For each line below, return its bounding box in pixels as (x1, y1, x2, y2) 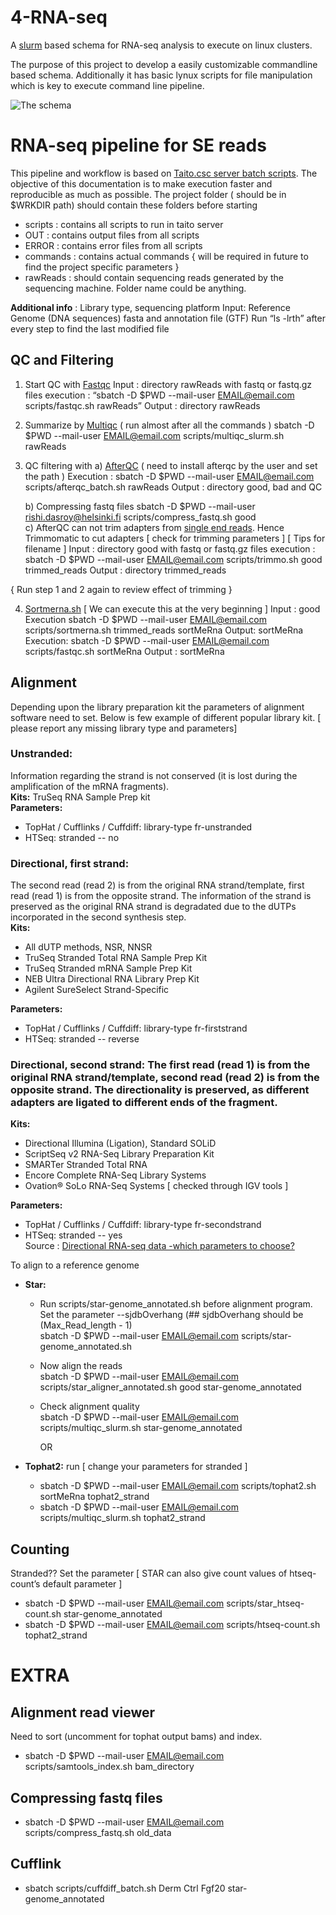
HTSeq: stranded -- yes (24, 1229, 123, 1241)
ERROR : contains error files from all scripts (24, 239, 203, 251)
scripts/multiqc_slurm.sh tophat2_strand (39, 1512, 206, 1524)
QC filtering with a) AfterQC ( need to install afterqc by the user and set (24, 459, 318, 471)
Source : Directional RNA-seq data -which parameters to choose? (24, 1240, 295, 1252)
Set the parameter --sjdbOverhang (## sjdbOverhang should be (39, 1309, 304, 1321)
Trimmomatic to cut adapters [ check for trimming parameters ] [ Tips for (24, 532, 326, 544)
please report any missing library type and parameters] (10, 722, 238, 734)
